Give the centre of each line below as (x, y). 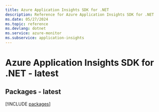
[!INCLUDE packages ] (28, 104)
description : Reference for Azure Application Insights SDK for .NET (80, 15)
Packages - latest (33, 92)
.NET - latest (32, 74)
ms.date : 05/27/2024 (27, 19)
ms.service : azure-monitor (33, 33)
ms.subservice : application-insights (45, 38)
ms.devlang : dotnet (26, 29)
